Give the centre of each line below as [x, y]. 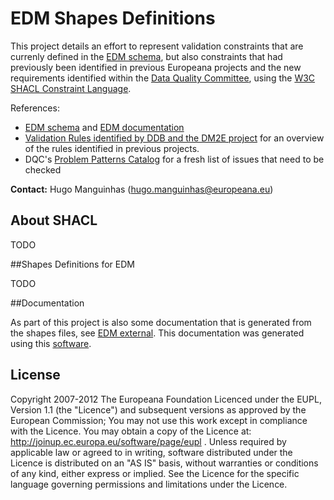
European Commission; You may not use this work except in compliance [159, 420]
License [35, 375]
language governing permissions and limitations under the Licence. [149, 484]
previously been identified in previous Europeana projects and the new [156, 67]
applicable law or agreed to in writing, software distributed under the [151, 452]
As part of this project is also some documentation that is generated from [161, 322]
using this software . [51, 343]
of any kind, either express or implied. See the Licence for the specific [155, 473]
